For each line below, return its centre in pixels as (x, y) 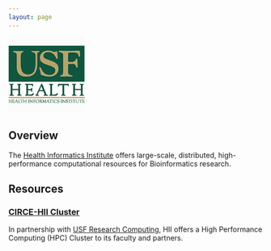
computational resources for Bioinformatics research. (143, 163)
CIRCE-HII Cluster (44, 211)
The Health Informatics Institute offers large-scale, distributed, (112, 155)
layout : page (30, 17)
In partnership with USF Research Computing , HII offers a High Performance (135, 229)
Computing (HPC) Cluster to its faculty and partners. (96, 238)
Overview (34, 136)
